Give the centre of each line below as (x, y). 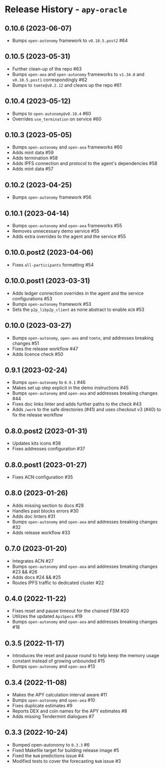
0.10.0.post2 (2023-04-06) (49, 253)
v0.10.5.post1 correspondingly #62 (50, 80)
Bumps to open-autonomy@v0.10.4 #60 (51, 113)
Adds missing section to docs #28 (48, 505)
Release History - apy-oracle (66, 9)
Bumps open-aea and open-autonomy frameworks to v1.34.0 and (78, 74)
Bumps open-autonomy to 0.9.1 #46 (49, 382)
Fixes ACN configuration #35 (43, 477)
